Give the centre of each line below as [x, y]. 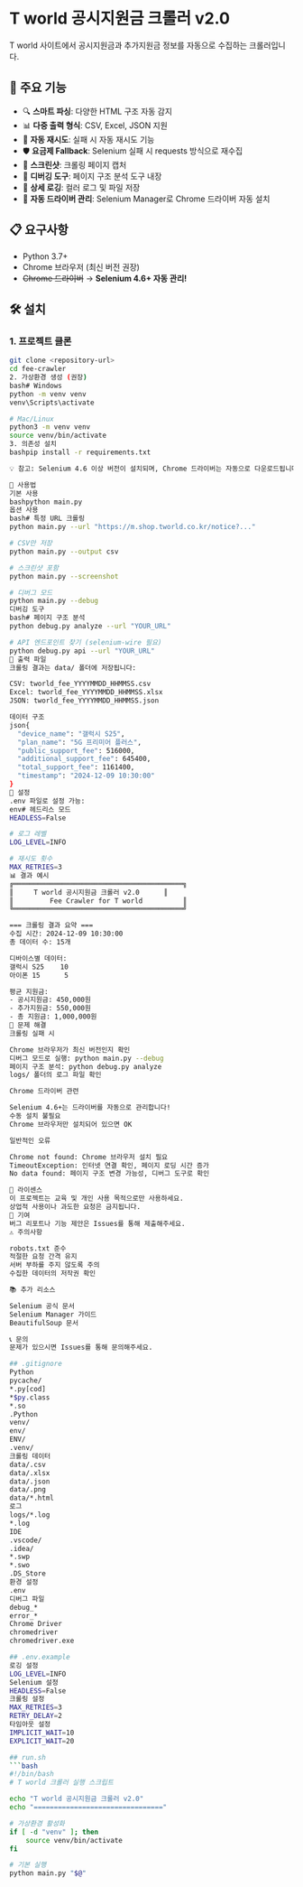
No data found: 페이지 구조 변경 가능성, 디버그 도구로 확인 [110, 1174]
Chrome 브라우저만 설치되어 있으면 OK [71, 1124]
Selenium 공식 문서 [42, 1306]
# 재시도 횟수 [31, 859]
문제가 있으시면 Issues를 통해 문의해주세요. [81, 1348]
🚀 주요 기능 [38, 88]
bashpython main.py [46, 502]
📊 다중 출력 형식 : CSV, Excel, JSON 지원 [95, 125]
